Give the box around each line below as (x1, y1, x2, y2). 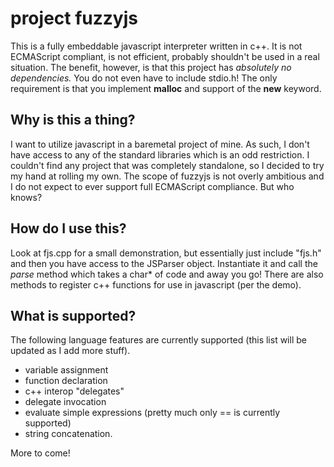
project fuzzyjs (10, 7, 138, 30)
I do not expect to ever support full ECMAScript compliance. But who (10, 180, 295, 192)
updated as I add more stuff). (10, 345, 131, 357)
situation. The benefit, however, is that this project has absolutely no (10, 61, 292, 73)
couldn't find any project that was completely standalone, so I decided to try (10, 159, 325, 171)
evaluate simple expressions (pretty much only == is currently (24, 407, 281, 419)
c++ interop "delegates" (24, 385, 125, 397)
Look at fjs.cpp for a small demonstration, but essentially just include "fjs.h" (10, 247, 322, 259)
